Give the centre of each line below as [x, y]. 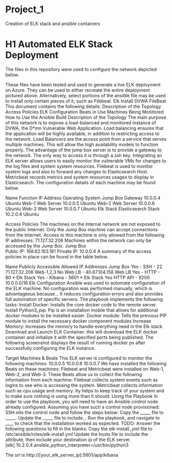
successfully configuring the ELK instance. [50, 348]
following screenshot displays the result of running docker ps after [76, 343]
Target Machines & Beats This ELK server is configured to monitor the [79, 358]
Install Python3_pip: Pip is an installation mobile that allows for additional [82, 310]
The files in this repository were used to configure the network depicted [81, 69]
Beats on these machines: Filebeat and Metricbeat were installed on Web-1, [85, 369]
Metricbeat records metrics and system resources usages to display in [80, 177]
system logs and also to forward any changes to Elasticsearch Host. [77, 171]
